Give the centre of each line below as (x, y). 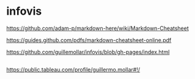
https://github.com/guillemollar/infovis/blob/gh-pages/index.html (88, 52)
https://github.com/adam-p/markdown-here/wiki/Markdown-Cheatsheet (98, 28)
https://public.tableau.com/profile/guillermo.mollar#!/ (73, 70)
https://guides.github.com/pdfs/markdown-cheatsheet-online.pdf (89, 40)
